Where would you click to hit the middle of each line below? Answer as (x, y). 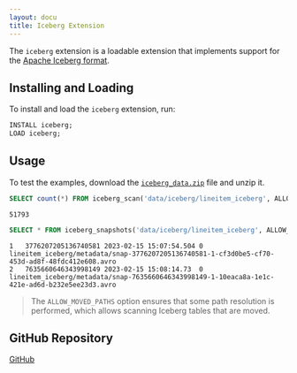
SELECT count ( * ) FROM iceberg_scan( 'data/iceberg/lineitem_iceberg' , (140, 198)
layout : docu (33, 17)
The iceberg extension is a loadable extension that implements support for (145, 50)
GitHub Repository (61, 338)
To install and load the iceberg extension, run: (92, 109)
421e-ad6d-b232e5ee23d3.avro (63, 285)
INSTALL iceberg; (41, 126)
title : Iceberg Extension (57, 26)
